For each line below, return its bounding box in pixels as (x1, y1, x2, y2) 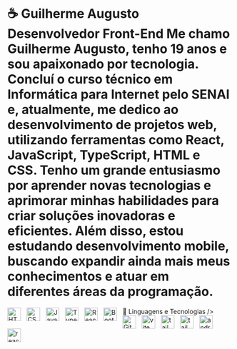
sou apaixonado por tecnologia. (7, 56, 199, 72)
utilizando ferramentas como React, (7, 132, 225, 148)
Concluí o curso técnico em (7, 71, 173, 88)
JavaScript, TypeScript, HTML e (7, 147, 201, 163)
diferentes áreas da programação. (7, 283, 214, 300)
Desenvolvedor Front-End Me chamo (7, 26, 231, 42)
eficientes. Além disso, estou (7, 223, 184, 239)
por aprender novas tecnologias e (7, 178, 212, 193)
